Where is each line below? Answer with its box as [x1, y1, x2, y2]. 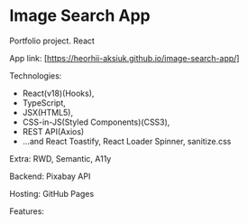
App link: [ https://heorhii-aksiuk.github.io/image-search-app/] [9, 52, 240, 63]
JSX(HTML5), [22, 107, 74, 117]
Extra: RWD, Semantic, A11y [9, 153, 112, 163]
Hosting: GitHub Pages [9, 188, 95, 199]
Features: [9, 205, 45, 217]
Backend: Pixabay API [9, 171, 91, 182]
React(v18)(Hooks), [22, 88, 95, 98]
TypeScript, [22, 97, 66, 108]
